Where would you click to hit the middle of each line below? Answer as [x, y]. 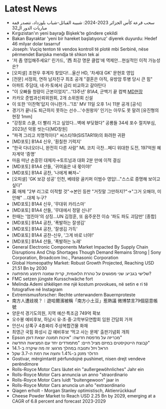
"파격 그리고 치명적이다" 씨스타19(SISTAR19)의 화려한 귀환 [69, 135]
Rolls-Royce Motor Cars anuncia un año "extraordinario [68, 385]
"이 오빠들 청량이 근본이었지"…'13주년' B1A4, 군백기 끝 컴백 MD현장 [77, 91]
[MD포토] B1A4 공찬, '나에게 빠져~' [46, 172]
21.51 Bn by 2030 [30, 268]
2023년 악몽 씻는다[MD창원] [40, 129]
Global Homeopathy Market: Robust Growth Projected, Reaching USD [83, 263]
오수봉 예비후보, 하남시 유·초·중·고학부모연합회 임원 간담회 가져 [72, 319]
